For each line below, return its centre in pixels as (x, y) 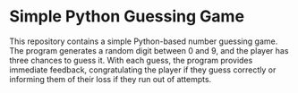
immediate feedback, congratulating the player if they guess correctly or (143, 70)
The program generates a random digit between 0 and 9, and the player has (149, 50)
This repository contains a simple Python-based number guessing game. (144, 41)
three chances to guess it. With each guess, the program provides (131, 60)
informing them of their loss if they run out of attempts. (111, 79)
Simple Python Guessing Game (127, 17)
